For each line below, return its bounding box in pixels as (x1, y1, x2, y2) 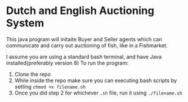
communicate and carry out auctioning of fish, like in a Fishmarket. (6, 42, 168, 49)
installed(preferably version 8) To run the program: (6, 59, 129, 66)
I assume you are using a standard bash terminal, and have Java (6, 53, 162, 60)
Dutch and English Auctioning (6, 4, 155, 17)
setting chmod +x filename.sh (14, 83, 86, 90)
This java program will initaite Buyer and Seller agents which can (6, 36, 163, 43)
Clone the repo (14, 71, 51, 78)
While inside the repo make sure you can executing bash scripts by (14, 77, 177, 84)
